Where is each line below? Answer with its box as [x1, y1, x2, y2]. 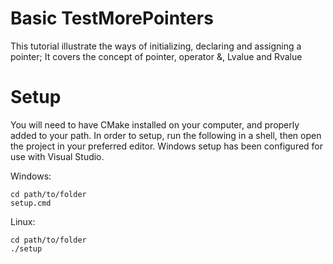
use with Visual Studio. [10, 150, 105, 162]
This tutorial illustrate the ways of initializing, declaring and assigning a [10, 40, 302, 52]
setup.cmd [10, 198, 52, 208]
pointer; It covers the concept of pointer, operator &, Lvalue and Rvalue [10, 50, 303, 62]
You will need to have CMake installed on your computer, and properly [10, 118, 300, 131]
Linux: [10, 215, 36, 227]
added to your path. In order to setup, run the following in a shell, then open [10, 129, 322, 141]
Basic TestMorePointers [10, 7, 214, 30]
